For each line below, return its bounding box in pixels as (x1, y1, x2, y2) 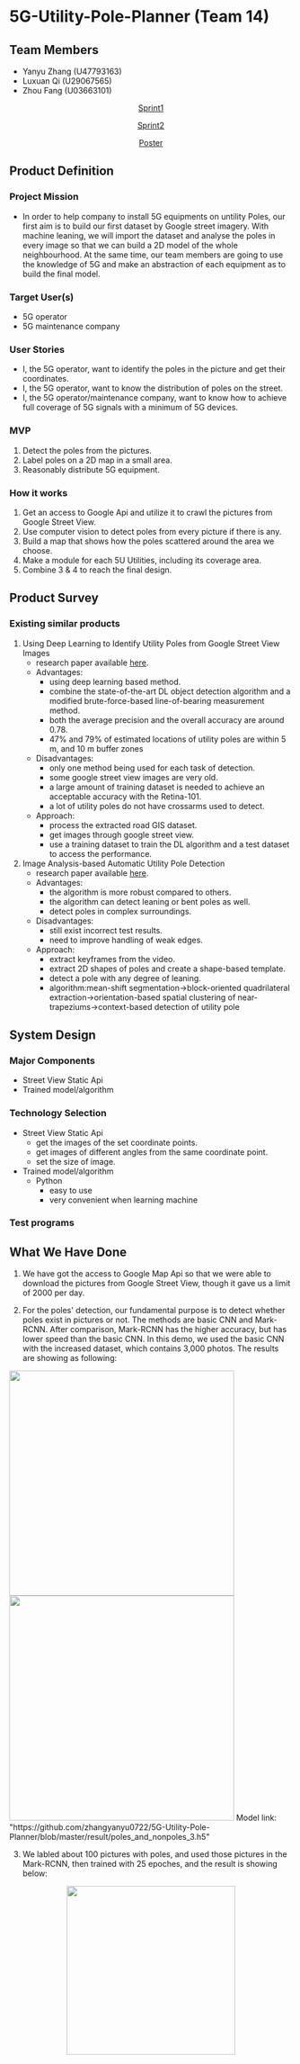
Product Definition (9, 164, 114, 179)
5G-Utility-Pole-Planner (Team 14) (9, 6, 269, 27)
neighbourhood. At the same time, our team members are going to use (22, 249, 284, 260)
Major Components (9, 1054, 96, 1067)
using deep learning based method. (49, 676, 181, 687)
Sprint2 (137, 120, 164, 131)
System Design (9, 1027, 96, 1042)
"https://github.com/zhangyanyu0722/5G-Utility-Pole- (9, 1822, 210, 1833)
